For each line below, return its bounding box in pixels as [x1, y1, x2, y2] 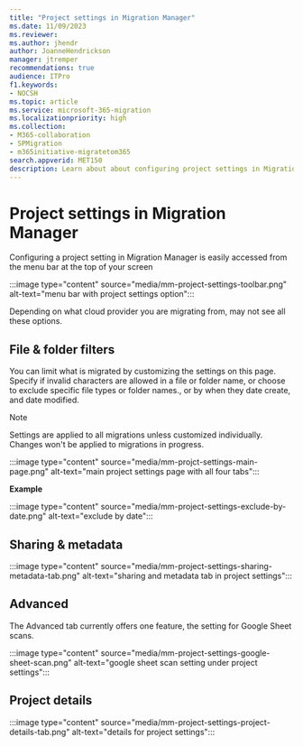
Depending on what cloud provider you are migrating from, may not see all [9, 306, 286, 317]
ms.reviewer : [9, 30, 59, 39]
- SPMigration [9, 139, 63, 148]
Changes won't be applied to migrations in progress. [9, 439, 205, 450]
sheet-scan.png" [9, 657, 72, 668]
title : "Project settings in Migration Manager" [9, 13, 196, 23]
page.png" [9, 466, 50, 477]
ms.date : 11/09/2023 [9, 22, 87, 31]
